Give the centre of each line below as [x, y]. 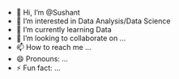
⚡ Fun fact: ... [38, 68]
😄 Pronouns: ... [42, 59]
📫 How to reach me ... [53, 47]
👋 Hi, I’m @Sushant [48, 12]
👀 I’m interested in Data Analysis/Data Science [93, 21]
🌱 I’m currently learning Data [64, 29]
